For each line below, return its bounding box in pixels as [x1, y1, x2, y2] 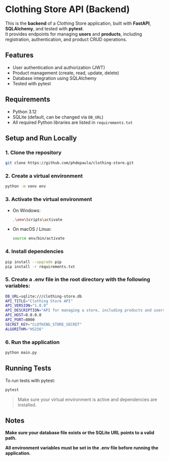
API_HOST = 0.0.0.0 [5, 313, 42, 318]
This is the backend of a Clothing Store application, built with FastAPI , [5, 20, 151, 26]
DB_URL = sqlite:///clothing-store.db [5, 294, 82, 299]
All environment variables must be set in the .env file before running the [5, 445, 158, 451]
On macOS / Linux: [12, 226, 52, 232]
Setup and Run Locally [5, 134, 77, 142]
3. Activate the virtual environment [5, 196, 92, 203]
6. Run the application [5, 338, 60, 345]
